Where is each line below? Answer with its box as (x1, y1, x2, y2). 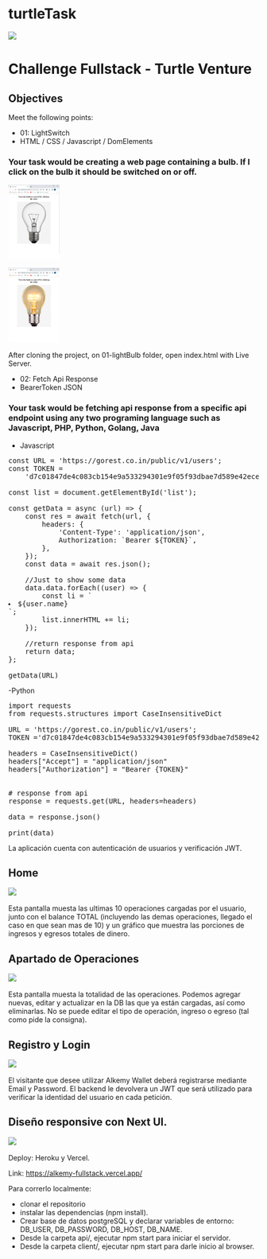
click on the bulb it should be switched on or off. (8, 166, 197, 177)
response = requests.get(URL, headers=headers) (8, 796, 197, 806)
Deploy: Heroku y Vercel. (8, 1152, 90, 1162)
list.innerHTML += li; (41, 615, 130, 624)
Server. (8, 359, 32, 368)
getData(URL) (8, 670, 60, 680)
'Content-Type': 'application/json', (58, 527, 206, 537)
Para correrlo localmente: (8, 1183, 91, 1193)
